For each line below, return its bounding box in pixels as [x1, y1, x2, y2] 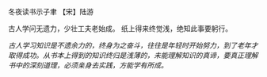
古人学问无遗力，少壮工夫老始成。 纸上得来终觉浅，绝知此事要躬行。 [8, 24, 232, 33]
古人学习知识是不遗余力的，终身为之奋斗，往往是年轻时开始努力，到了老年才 [8, 40, 258, 50]
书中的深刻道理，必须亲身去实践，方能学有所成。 [8, 60, 168, 70]
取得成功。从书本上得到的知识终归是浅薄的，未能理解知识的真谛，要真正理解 [8, 51, 258, 60]
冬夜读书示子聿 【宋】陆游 [8, 7, 93, 16]
